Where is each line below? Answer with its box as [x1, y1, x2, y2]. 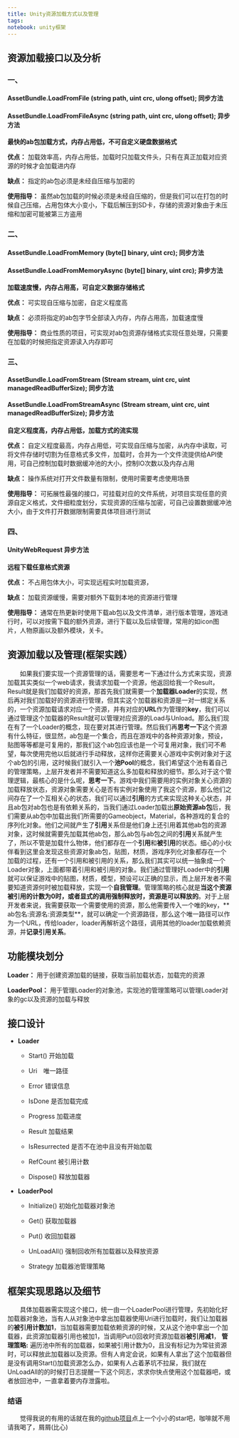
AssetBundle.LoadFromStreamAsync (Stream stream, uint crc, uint [7, 400, 210, 409]
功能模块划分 [7, 951, 64, 963]
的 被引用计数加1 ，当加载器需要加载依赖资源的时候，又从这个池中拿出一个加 [7, 1323, 229, 1332]
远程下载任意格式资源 [7, 563, 70, 571]
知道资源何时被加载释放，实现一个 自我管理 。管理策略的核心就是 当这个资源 [13, 883, 232, 891]
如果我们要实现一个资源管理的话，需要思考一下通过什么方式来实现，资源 [19, 669, 232, 678]
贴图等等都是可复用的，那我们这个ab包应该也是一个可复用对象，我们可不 [7, 740, 221, 749]
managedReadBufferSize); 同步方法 [7, 383, 114, 392]
